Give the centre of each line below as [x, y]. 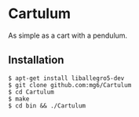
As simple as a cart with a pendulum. [68, 35]
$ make [19, 99]
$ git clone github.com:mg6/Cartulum [70, 85]
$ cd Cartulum [31, 92]
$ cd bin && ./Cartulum [47, 106]
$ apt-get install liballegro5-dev [66, 78]
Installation [36, 60]
